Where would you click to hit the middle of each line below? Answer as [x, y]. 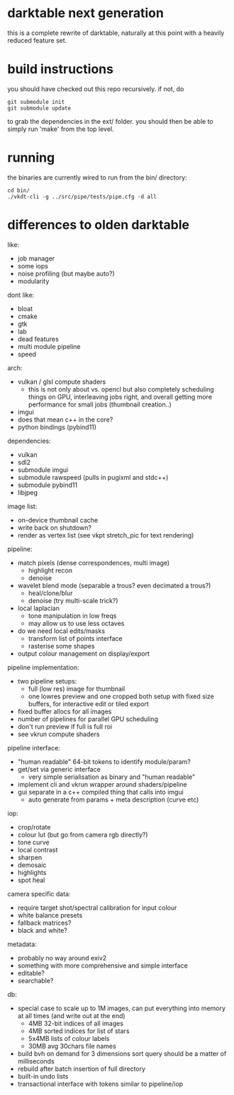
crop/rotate [34, 827]
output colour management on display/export [84, 654]
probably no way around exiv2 [62, 958]
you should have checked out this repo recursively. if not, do [96, 89]
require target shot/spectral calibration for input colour [97, 907]
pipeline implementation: [43, 667]
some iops [33, 266]
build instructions [60, 69]
